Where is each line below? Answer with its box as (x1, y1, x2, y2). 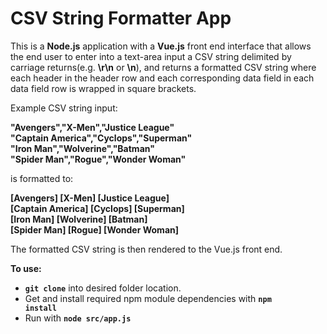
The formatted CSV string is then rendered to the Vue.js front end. (10, 243, 283, 255)
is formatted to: (10, 172, 74, 184)
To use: (10, 262, 42, 274)
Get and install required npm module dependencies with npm (24, 292, 272, 304)
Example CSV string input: (10, 102, 118, 114)
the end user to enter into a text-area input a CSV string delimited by (10, 50, 292, 62)
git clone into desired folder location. (24, 282, 182, 294)
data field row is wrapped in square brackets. (10, 82, 197, 94)
